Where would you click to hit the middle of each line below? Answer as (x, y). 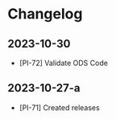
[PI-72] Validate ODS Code (63, 63)
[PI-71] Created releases (59, 107)
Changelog (45, 14)
